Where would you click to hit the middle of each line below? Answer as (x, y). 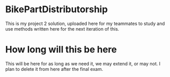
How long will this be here (61, 50)
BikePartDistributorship (57, 9)
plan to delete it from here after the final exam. (54, 69)
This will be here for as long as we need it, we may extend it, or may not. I (83, 63)
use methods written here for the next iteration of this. (62, 29)
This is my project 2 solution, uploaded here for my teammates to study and (85, 23)
